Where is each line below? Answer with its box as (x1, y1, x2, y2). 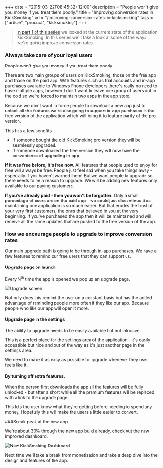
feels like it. (5, 362, 28, 368)
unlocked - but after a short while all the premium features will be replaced (5, 389, 155, 395)
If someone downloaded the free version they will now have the (12, 148, 140, 154)
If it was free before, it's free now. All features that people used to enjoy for (5, 162, 158, 168)
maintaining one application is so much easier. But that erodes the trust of (5, 203, 153, 209)
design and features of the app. (5, 457, 68, 463)
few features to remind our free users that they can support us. (5, 253, 131, 259)
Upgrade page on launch (5, 264, 56, 270)
